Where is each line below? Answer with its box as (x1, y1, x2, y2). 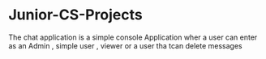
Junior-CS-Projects (8, 6, 144, 24)
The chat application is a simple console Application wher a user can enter (8, 32, 258, 42)
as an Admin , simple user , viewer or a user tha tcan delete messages (8, 40, 242, 50)
